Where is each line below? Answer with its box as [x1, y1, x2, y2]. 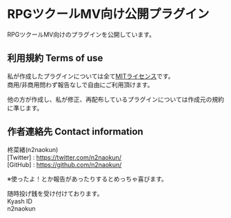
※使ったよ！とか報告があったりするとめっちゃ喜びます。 [7, 175, 168, 183]
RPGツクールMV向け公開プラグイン [7, 6, 210, 22]
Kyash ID [7, 197, 32, 205]
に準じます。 [7, 104, 43, 112]
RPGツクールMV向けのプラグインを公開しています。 [7, 30, 155, 39]
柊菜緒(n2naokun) [7, 145, 59, 153]
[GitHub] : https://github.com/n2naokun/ [7, 160, 122, 168]
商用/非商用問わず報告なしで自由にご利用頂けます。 [7, 80, 154, 89]
